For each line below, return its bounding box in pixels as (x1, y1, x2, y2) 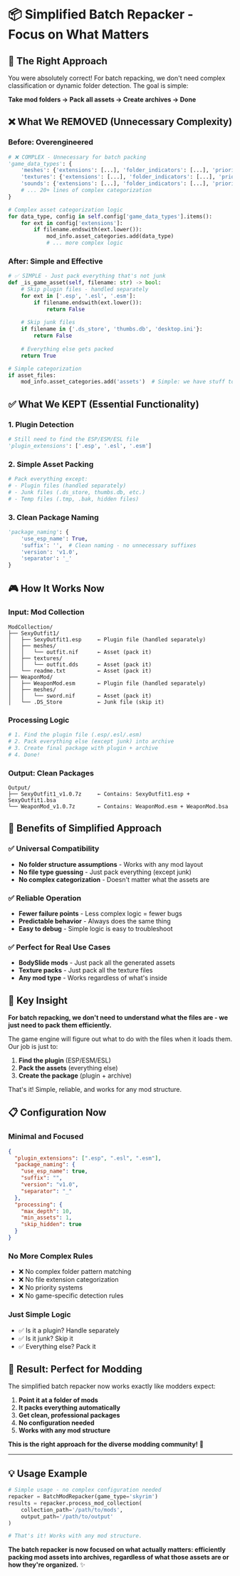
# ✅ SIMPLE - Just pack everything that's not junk (8, 273, 166, 280)
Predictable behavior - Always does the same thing (18, 916, 172, 925)
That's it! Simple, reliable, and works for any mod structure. (8, 1085, 182, 1094)
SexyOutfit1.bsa (8, 796, 56, 804)
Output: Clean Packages (8, 768, 95, 778)
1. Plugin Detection (8, 419, 74, 429)
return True (21, 352, 56, 359)
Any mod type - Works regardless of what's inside (18, 973, 168, 983)
